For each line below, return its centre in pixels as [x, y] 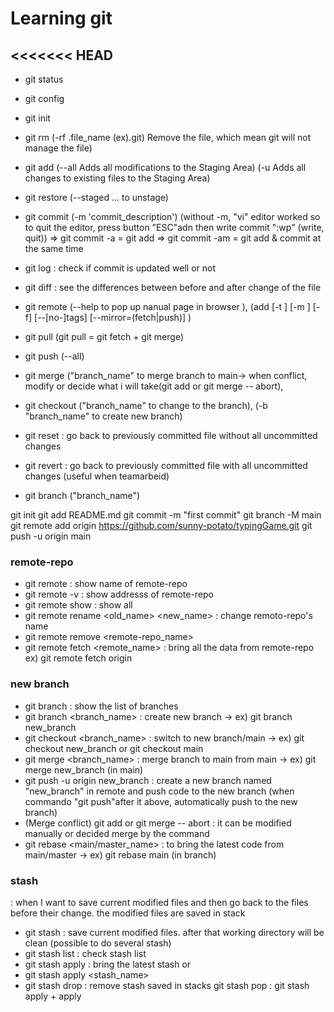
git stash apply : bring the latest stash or [108, 964]
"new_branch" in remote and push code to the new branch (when [159, 791]
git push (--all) [54, 356]
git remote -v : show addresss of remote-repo [119, 594]
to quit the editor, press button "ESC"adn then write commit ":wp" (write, [174, 227]
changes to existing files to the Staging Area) [117, 178]
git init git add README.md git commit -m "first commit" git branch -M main [166, 515]
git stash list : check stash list [85, 953]
